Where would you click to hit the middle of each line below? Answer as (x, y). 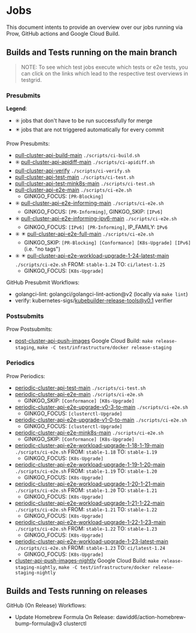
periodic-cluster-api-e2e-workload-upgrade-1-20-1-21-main (90, 484)
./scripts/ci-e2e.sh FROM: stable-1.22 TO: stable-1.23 (86, 528)
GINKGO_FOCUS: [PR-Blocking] (64, 196)
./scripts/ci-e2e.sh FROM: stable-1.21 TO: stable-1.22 (86, 509)
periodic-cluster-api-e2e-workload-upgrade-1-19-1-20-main (90, 464)
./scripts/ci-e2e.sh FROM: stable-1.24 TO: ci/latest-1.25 (90, 264)
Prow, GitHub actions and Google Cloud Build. (63, 33)
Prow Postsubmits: (29, 329)
